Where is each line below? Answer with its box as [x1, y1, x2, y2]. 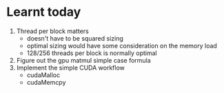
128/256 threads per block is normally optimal [26, 49, 157, 57]
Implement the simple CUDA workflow [16, 63, 125, 72]
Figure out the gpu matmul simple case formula [16, 56, 151, 64]
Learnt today [6, 4, 81, 20]
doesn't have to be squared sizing [26, 34, 123, 42]
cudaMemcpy [26, 78, 66, 86]
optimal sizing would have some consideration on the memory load [26, 41, 218, 50]
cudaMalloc [26, 70, 60, 79]
